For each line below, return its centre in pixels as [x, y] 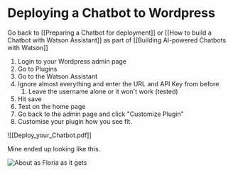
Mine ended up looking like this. [54, 149]
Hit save [29, 99]
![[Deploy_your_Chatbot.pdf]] [50, 135]
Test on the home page [52, 106]
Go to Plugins [37, 69]
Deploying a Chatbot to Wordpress [111, 13]
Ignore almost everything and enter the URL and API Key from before [118, 83]
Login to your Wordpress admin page [72, 61]
